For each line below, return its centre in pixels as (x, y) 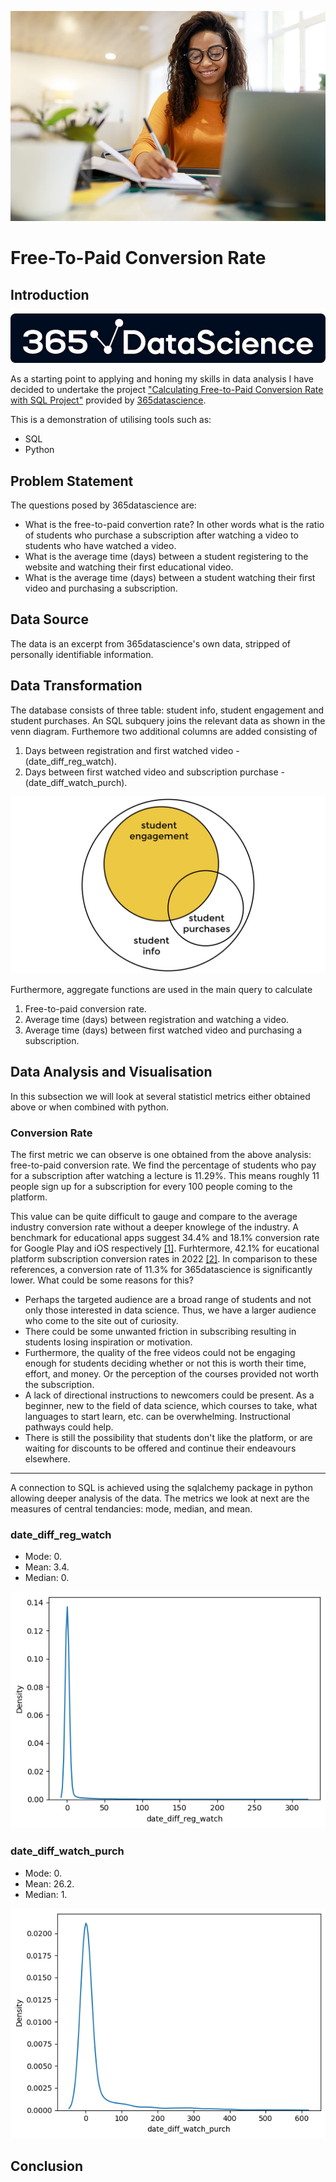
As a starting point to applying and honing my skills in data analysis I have (162, 379)
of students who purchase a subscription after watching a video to (161, 535)
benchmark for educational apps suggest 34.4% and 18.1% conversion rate (165, 1238)
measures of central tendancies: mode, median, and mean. (131, 1509)
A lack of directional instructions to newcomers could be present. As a (169, 1395)
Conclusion (47, 2166)
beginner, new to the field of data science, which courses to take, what (171, 1406)
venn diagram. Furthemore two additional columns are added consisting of (164, 731)
